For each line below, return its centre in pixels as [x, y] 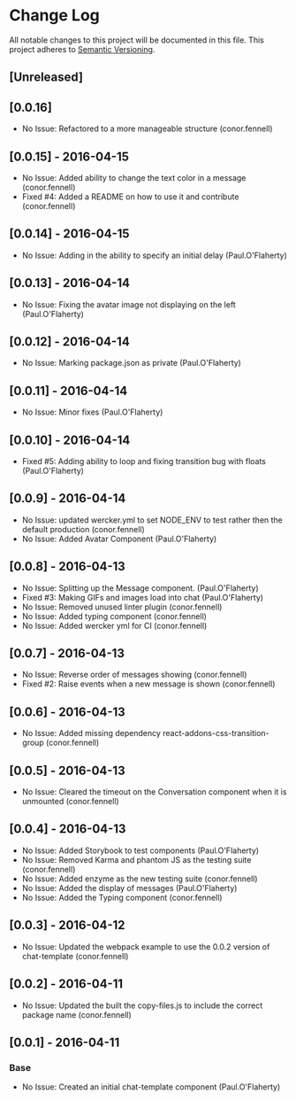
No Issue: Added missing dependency [91, 733]
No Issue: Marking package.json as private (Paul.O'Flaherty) [131, 363]
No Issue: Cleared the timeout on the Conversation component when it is [154, 792]
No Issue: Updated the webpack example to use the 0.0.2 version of [146, 946]
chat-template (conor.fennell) [75, 956]
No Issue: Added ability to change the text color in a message [134, 177]
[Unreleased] [46, 78]
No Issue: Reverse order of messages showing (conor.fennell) [134, 675]
